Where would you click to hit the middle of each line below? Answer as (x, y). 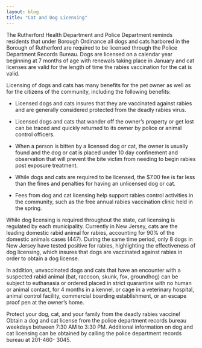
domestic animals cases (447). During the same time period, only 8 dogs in (99, 239)
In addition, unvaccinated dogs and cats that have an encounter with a (93, 270)
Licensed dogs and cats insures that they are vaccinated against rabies (103, 103)
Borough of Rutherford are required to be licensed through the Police (92, 48)
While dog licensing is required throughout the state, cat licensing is (91, 220)
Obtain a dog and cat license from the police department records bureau (96, 320)
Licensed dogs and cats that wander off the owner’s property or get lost (104, 121)
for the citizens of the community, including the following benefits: (88, 91)
